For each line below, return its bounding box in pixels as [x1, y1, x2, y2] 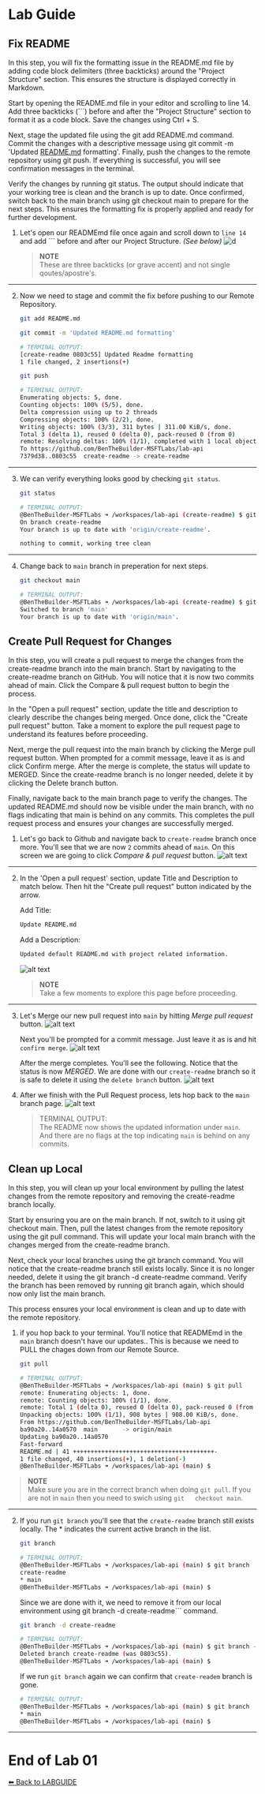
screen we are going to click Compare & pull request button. [19, 850, 216, 861]
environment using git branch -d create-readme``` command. [19, 1605, 218, 1615]
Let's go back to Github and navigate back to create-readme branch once [19, 834, 257, 843]
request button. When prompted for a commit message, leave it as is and [8, 753, 245, 763]
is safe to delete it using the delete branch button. [19, 1075, 183, 1085]
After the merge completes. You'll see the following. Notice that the [19, 1059, 238, 1068]
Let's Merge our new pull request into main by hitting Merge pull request [19, 1011, 253, 1021]
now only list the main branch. [8, 1289, 106, 1299]
